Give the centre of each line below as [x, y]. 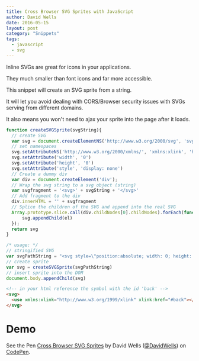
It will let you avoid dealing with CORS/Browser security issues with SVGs [96, 101]
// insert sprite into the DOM [45, 273]
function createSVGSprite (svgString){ [54, 130]
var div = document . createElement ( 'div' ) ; [65, 179]
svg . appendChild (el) [47, 218]
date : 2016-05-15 [28, 22]
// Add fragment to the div [46, 196]
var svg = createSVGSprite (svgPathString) [59, 267]
